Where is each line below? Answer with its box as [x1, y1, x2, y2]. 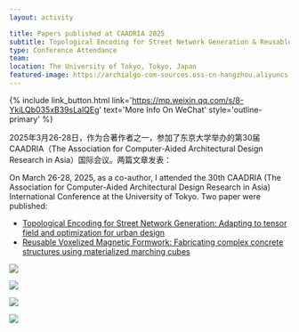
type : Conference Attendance [9, 45, 117, 54]
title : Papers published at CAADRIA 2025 [9, 28, 166, 38]
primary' [9, 113, 41, 125]
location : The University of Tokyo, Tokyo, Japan [9, 62, 198, 71]
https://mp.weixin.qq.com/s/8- [132, 94, 245, 105]
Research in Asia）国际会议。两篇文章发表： [9, 154, 172, 165]
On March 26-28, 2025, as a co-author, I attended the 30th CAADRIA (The [9, 172, 282, 182]
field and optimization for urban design [21, 227, 166, 238]
